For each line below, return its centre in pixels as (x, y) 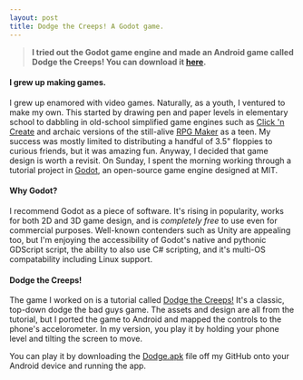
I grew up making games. (58, 83)
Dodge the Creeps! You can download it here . (119, 62)
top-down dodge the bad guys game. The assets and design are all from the (152, 310)
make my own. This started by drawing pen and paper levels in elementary (149, 112)
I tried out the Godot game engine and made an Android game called (162, 52)
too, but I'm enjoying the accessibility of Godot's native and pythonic (138, 239)
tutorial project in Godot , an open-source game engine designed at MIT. (144, 170)
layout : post (34, 18)
